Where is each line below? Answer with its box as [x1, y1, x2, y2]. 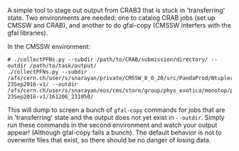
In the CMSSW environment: [7, 43, 90, 50]
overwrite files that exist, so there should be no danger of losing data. [7, 136, 211, 144]
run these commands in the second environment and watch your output [7, 121, 218, 129]
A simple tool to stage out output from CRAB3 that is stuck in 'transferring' [7, 6, 225, 14]
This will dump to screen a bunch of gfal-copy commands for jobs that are [7, 106, 225, 114]
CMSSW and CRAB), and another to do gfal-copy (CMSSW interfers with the [7, 21, 231, 29]
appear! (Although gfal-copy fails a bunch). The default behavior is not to [7, 128, 222, 137]
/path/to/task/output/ [29, 62, 97, 69]
